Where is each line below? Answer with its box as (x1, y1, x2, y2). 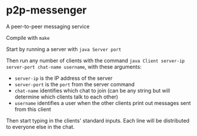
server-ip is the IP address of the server (14, 74, 113, 81)
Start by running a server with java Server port (6, 45, 121, 53)
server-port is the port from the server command (14, 80, 135, 88)
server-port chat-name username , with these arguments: (6, 63, 142, 70)
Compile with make (6, 34, 50, 41)
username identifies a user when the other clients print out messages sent (14, 99, 191, 106)
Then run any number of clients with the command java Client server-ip (6, 57, 185, 64)
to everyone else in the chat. (6, 123, 75, 130)
